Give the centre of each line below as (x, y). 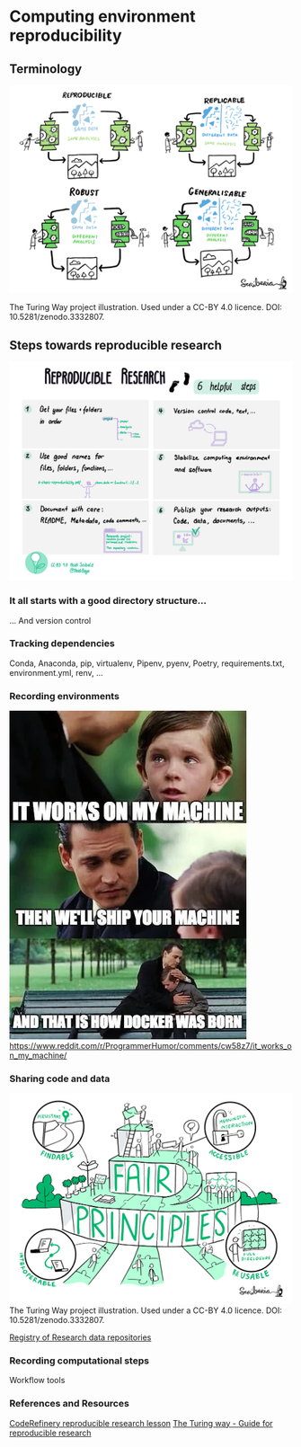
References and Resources (70, 1404)
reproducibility (66, 36)
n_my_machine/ (38, 1056)
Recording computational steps (80, 1361)
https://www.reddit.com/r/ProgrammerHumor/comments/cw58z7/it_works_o (150, 1046)
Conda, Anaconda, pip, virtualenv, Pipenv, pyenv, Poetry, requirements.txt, (147, 663)
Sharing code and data (60, 1079)
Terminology (46, 69)
